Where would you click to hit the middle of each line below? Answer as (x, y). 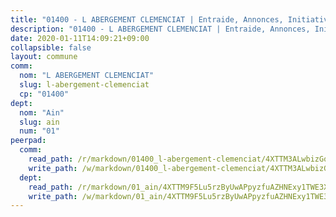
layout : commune (44, 57)
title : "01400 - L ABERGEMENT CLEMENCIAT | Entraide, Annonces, (147, 19)
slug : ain (39, 122)
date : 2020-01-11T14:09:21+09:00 (80, 38)
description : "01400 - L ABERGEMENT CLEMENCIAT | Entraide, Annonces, (160, 29)
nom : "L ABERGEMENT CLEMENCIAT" (87, 76)
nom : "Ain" (42, 112)
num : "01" (39, 131)
